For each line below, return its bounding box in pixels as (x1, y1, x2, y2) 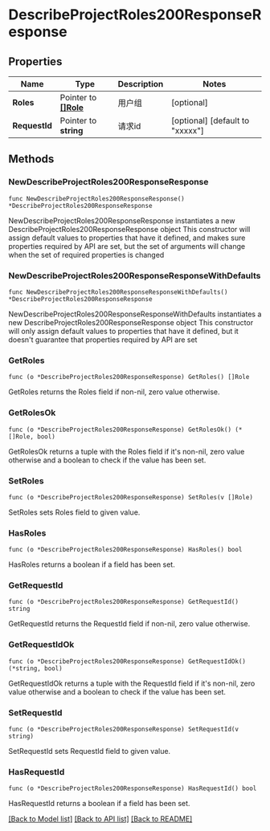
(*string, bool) (8, 664, 63, 672)
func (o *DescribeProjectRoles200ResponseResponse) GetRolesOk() (8, 426, 231, 434)
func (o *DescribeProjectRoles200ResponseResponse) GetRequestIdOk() (8, 657, 247, 666)
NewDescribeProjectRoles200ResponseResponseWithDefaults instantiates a (8, 309, 262, 319)
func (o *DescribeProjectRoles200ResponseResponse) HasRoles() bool (8, 546, 243, 554)
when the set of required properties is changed (8, 250, 165, 259)
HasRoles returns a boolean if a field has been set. (8, 560, 175, 569)
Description (117, 79, 164, 89)
